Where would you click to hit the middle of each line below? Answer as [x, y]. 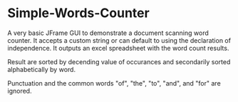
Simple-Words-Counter [78, 13]
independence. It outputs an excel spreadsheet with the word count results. [118, 48]
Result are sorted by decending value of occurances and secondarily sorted [119, 61]
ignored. [20, 91]
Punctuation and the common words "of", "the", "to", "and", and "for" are [114, 83]
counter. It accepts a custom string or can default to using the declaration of [119, 40]
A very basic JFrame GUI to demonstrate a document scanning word [108, 33]
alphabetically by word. [42, 69]
